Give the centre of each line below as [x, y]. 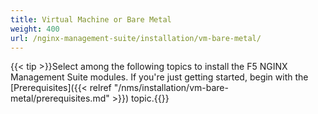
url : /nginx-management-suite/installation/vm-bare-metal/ [136, 38]
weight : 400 [35, 29]
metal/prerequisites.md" [60, 98]
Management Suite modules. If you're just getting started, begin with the [159, 77]
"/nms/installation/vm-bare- [171, 88]
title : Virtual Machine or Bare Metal [91, 19]
